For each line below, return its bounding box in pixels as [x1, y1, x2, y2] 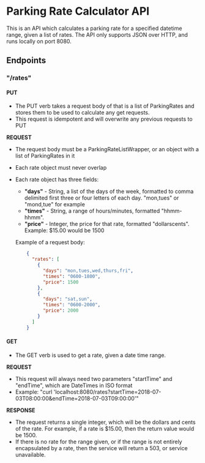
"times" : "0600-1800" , [42, 273, 101, 279]
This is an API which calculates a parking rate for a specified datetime [6, 24, 182, 32]
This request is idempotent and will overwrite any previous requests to [15, 115, 193, 123]
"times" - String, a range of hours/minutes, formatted [24, 207, 160, 215]
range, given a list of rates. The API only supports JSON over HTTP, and [6, 31, 188, 38]
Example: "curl [15, 388, 53, 396]
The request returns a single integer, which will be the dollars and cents [15, 418, 196, 426]
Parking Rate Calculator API [6, 4, 150, 18]
